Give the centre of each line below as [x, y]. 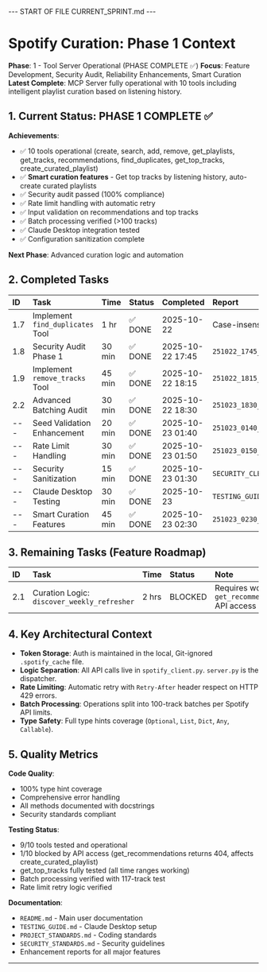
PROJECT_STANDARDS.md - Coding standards [88, 935]
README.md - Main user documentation [81, 918]
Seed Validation [62, 423]
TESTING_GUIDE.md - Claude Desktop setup [88, 926]
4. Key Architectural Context [80, 634]
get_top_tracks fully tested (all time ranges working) [104, 870]
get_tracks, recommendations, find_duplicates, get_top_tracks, [122, 160]
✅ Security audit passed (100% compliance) [92, 194]
